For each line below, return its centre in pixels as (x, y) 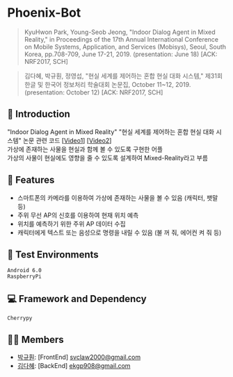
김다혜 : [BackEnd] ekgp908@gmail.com (74, 366)
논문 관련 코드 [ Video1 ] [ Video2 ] (67, 140)
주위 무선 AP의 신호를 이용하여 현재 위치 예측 (78, 215)
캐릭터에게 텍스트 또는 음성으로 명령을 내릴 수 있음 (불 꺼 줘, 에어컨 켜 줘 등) (119, 232)
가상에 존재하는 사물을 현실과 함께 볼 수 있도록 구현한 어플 (85, 149)
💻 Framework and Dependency (77, 299)
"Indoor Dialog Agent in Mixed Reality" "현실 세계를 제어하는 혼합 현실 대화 (111, 132)
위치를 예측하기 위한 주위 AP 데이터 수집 (72, 224)
